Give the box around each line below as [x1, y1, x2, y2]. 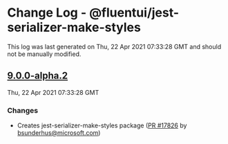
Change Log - [7, 5, 87, 21]
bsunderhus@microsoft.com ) [17, 129, 101, 137]
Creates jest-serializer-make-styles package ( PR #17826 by [17, 121, 187, 129]
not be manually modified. [7, 50, 82, 58]
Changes [7, 105, 39, 115]
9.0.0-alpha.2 [7, 70, 68, 82]
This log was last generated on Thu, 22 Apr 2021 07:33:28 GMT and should [7, 42, 222, 51]
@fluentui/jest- [88, 5, 180, 21]
